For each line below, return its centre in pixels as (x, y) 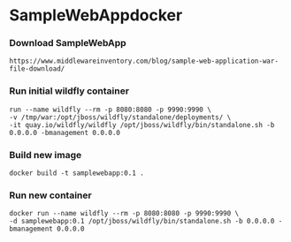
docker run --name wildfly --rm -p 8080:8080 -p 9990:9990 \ (124, 214)
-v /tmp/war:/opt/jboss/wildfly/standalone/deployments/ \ (120, 117)
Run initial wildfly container (69, 91)
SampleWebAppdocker (96, 15)
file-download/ (37, 69)
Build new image (46, 155)
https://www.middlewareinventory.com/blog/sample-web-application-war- (144, 61)
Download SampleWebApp (68, 43)
